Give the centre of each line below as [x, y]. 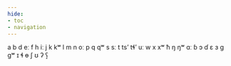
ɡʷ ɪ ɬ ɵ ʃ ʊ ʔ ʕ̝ [28, 55]
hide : [15, 14]
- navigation [27, 27]
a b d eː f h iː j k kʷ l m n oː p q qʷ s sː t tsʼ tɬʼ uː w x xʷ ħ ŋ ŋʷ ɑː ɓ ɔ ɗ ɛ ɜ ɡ [116, 48]
